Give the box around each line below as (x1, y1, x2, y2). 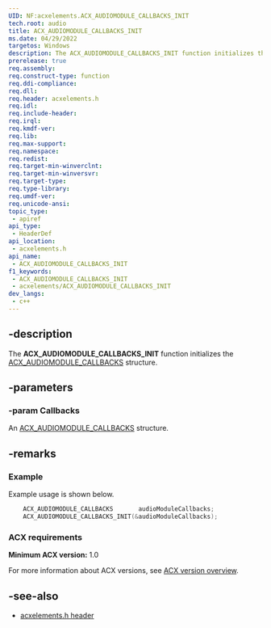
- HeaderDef (11, 230, 52, 238)
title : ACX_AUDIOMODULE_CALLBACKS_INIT (8, 27, 143, 35)
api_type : (8, 222, 42, 230)
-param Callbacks (8, 405, 81, 416)
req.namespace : (8, 147, 60, 155)
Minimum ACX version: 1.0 (8, 550, 99, 560)
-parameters (8, 381, 73, 394)
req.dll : (8, 86, 38, 95)
